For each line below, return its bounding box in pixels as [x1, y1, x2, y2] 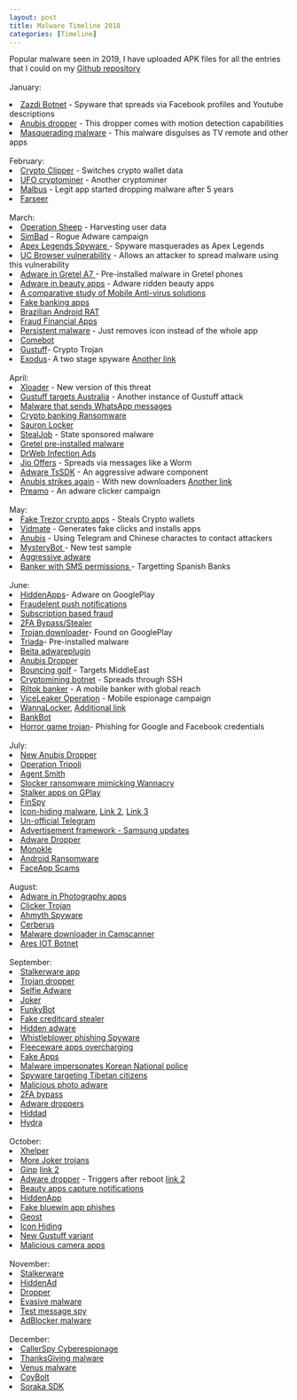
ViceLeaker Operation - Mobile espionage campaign [20, 693, 211, 704]
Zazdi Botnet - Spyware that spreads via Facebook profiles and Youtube [20, 99, 284, 110]
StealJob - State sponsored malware [20, 429, 154, 440]
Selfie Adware [20, 986, 72, 996]
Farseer [20, 193, 49, 204]
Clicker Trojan [20, 901, 71, 911]
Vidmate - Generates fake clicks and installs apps [20, 523, 201, 534]
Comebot [20, 334, 55, 346]
